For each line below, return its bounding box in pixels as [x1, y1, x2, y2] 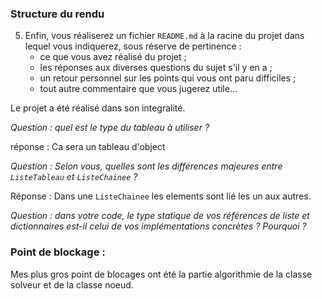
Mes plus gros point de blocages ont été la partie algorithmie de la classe [10, 268, 313, 280]
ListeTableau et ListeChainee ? [10, 171, 138, 183]
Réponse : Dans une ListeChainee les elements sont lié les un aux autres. [10, 190, 312, 202]
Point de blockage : [10, 245, 106, 259]
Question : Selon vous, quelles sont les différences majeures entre [10, 160, 283, 172]
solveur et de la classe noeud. [10, 278, 134, 291]
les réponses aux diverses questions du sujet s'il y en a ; [39, 62, 273, 74]
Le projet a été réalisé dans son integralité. [10, 102, 186, 114]
